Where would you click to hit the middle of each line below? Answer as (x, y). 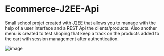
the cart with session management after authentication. (62, 39)
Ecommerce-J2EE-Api (52, 9)
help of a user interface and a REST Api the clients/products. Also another (81, 28)
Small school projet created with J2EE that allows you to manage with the (81, 23)
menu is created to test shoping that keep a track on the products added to (82, 33)
